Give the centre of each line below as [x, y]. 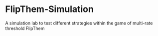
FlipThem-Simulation [49, 9]
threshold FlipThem [25, 28]
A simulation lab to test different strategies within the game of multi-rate [79, 23]
